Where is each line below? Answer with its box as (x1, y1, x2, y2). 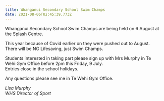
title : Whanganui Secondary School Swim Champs (5, 7, 106, 12)
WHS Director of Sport (5, 90, 51, 96)
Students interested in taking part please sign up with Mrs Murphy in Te (5, 55, 151, 61)
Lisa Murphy (5, 85, 31, 91)
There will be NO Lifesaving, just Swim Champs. (5, 46, 103, 51)
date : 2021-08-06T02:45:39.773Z (5, 12, 72, 17)
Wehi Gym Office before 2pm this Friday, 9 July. (5, 60, 103, 66)
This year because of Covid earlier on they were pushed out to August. (5, 40, 150, 46)
